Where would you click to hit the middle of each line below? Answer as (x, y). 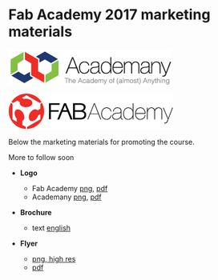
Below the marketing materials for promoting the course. (101, 142)
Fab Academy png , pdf (70, 188)
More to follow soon (41, 157)
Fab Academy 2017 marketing (109, 15)
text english (51, 228)
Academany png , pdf (67, 197)
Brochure (36, 212)
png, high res (54, 258)
